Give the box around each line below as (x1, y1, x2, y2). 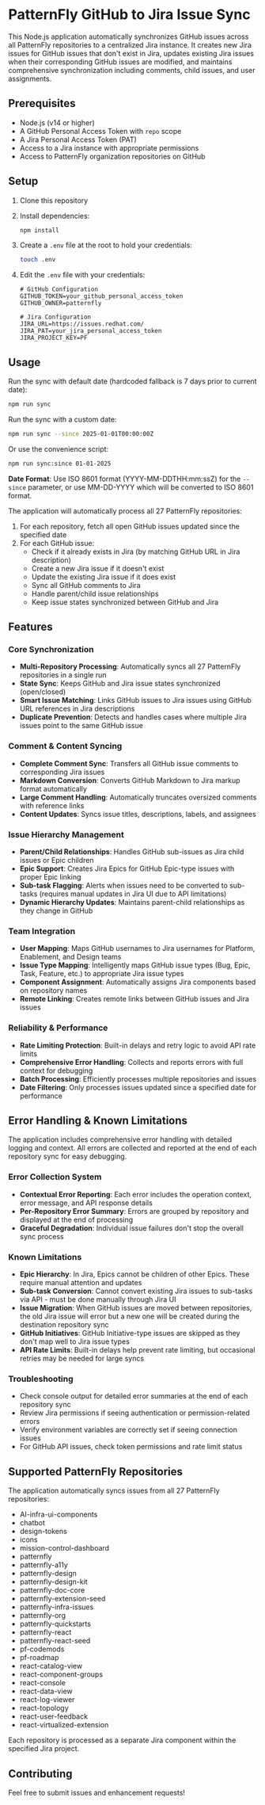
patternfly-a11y (19, 1560, 69, 1570)
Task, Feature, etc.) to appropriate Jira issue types (19, 969, 184, 979)
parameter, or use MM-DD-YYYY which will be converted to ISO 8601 (27, 482, 254, 492)
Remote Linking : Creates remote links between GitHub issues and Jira (19, 994, 249, 1004)
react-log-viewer (19, 1695, 75, 1704)
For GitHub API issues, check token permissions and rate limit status (19, 1442, 243, 1452)
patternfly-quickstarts (19, 1619, 91, 1629)
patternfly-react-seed (19, 1636, 91, 1646)
